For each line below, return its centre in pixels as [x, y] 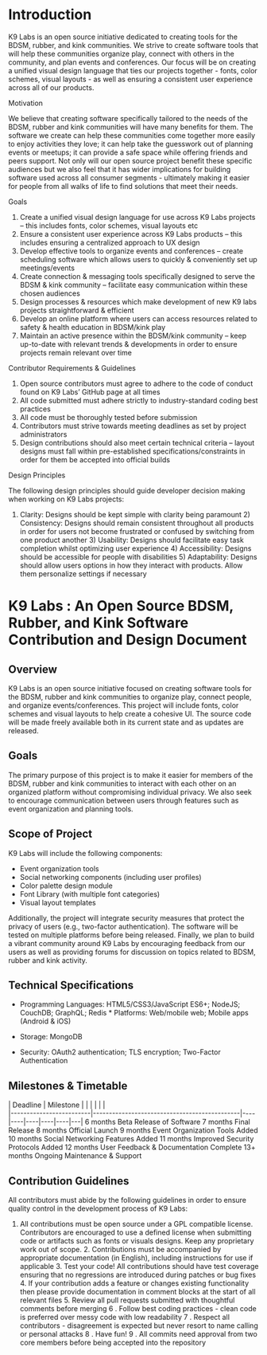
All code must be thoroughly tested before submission [108, 417]
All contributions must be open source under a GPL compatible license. [136, 1224]
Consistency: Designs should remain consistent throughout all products [137, 523]
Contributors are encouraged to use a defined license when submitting [135, 1232]
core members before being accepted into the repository [113, 1342]
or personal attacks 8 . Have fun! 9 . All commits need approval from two [139, 1334]
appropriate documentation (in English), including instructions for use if [136, 1258]
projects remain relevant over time [76, 352]
